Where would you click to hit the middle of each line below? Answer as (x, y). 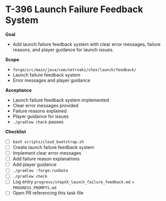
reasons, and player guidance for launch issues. (63, 49)
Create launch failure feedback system (53, 147)
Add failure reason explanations (46, 159)
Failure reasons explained (40, 111)
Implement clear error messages (47, 153)
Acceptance (19, 90)
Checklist (16, 132)
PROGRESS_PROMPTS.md (34, 188)
